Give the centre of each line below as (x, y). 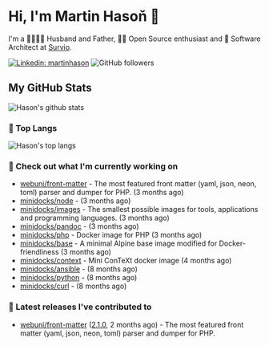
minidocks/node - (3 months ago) (75, 201)
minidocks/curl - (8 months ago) (73, 286)
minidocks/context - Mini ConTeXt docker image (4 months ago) (126, 261)
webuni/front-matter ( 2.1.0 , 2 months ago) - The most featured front (132, 324)
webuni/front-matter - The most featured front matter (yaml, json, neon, (138, 184)
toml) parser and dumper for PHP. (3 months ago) (102, 193)
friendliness (39, 252)
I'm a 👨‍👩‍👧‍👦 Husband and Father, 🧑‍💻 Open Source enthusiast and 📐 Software (134, 39)
